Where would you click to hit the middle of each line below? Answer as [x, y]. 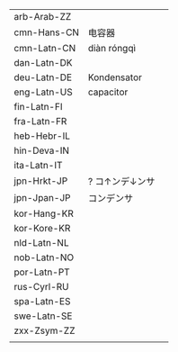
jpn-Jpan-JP [42, 198]
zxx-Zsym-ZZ [44, 330]
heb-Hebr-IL [42, 136]
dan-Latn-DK [43, 63]
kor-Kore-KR [42, 228]
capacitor [108, 92]
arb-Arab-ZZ [43, 17]
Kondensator [115, 77]
